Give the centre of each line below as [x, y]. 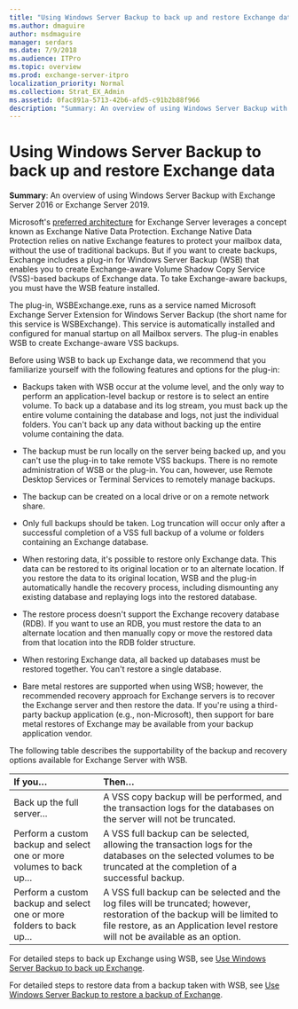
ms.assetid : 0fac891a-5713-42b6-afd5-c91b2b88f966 [105, 100]
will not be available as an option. [172, 937]
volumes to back [48, 867]
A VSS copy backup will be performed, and [192, 797]
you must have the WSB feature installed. [85, 288]
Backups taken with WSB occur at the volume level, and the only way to [153, 387]
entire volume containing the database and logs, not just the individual [150, 415]
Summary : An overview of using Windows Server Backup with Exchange [142, 195]
